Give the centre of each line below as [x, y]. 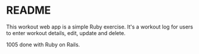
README [29, 10]
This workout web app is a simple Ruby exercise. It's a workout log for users [100, 27]
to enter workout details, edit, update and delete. [66, 33]
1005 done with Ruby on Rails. [43, 45]
